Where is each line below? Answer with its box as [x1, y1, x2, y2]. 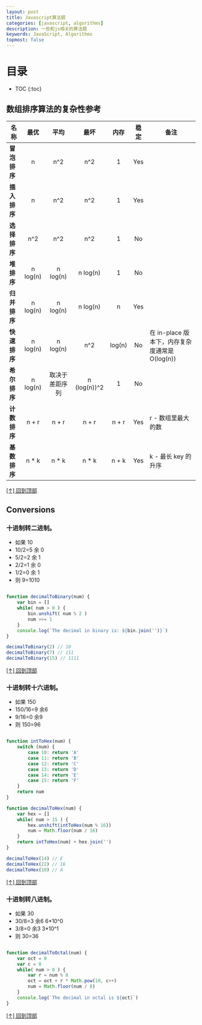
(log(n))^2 [75, 383, 104, 391]
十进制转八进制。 [6, 895, 56, 903]
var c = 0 [17, 961, 42, 967]
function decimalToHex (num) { [6, 805, 82, 811]
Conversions [6, 505, 55, 515]
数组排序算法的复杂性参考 [6, 104, 101, 115]
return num [17, 789, 44, 795]
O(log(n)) [149, 354, 176, 363]
